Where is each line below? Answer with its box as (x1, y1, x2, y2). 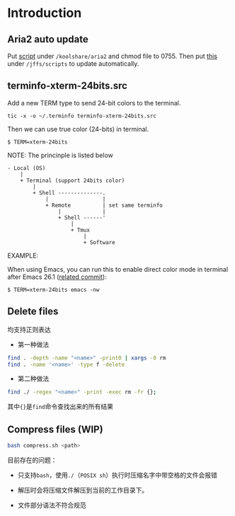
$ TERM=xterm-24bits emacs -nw (7, 286, 100, 293)
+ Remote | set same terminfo (45, 202, 163, 209)
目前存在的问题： (7, 455, 57, 464)
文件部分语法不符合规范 (17, 500, 86, 509)
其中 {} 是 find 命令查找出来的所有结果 (7, 402, 113, 411)
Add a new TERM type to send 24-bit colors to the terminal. (7, 98, 181, 107)
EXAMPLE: (7, 251, 39, 260)
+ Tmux (70, 227, 91, 234)
